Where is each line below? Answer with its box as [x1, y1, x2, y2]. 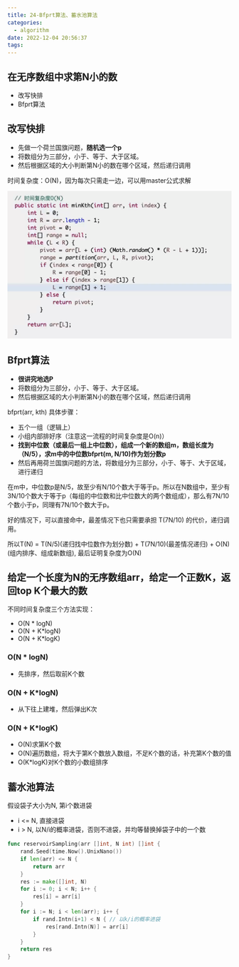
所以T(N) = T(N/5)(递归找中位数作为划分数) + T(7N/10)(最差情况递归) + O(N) [7, 540, 230, 548]
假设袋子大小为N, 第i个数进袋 [7, 801, 92, 810]
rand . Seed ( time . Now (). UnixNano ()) [20, 848, 122, 856]
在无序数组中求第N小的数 [7, 71, 118, 83]
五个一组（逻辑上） [17, 422, 75, 431]
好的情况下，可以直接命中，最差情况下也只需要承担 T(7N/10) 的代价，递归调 [7, 515, 230, 524]
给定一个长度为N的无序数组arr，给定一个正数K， [7, 572, 222, 584]
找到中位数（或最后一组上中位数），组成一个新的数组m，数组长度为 [17, 440, 214, 449]
